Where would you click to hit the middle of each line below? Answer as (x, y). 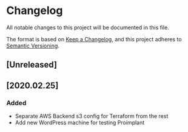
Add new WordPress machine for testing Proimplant (80, 123)
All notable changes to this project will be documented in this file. (88, 27)
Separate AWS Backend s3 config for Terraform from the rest (92, 116)
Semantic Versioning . (33, 46)
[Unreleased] (32, 65)
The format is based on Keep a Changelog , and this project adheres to (94, 39)
